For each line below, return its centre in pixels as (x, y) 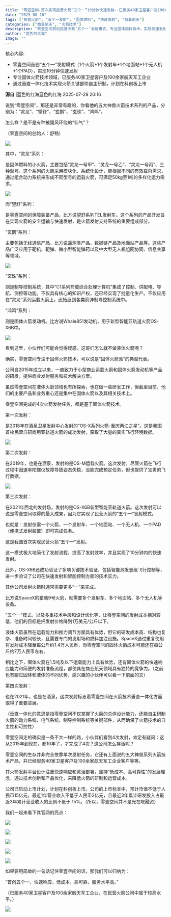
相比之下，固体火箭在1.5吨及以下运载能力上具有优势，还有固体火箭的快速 (82, 662)
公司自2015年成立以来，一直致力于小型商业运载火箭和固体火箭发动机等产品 (84, 370)
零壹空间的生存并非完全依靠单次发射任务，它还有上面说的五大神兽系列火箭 (83, 754)
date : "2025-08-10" (26, 15)
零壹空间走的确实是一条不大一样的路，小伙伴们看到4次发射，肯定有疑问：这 (85, 737)
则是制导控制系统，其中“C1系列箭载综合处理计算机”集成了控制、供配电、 (81, 286)
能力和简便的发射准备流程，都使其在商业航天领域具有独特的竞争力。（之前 (87, 668)
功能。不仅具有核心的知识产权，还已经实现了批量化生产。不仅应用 (96, 293)
